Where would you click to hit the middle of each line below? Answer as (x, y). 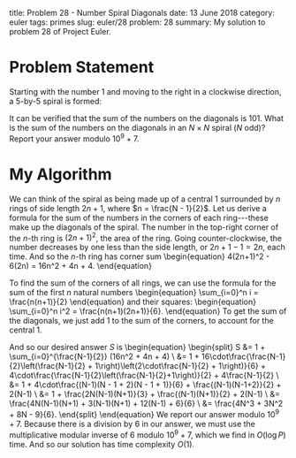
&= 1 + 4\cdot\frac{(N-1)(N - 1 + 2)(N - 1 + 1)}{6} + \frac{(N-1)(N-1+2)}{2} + (145, 385)
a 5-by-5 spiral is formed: (56, 101)
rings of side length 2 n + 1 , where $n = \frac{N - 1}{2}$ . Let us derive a (138, 208)
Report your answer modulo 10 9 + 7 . (74, 138)
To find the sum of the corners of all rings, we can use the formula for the (143, 283)
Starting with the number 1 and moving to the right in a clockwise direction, (145, 91)
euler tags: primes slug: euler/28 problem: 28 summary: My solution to (137, 22)
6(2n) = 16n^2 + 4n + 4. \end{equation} (81, 266)
